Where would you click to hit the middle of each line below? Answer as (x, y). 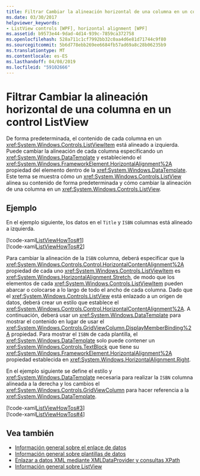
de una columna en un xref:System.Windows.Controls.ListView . (84, 189)
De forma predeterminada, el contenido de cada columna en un (84, 138)
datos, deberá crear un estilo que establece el (62, 302)
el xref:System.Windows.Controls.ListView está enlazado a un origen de (94, 296)
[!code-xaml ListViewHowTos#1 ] (45, 240)
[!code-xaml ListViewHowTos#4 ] (46, 415)
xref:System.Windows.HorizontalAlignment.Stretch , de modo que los (90, 277)
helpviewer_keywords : (33, 23)
